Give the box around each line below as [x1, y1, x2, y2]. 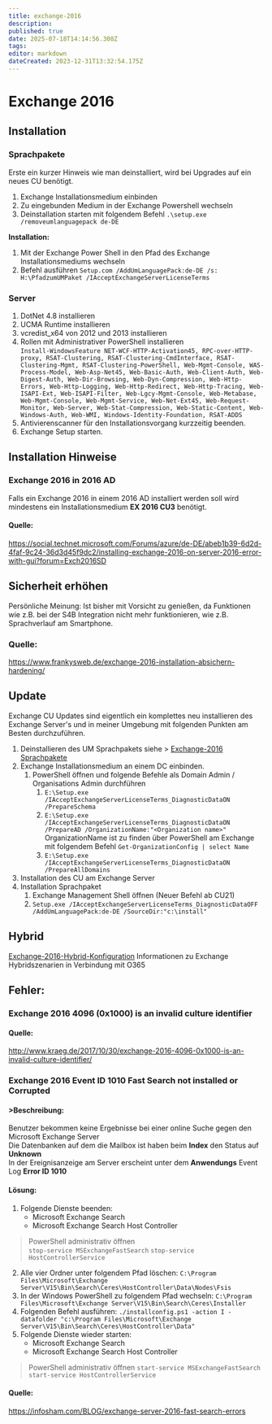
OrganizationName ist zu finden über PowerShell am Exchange [44, 833, 255, 843]
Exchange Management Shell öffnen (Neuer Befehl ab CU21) [32, 890, 235, 899]
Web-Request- [205, 397, 250, 405]
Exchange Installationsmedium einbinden [19, 192, 158, 202]
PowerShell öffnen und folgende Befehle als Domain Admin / [32, 769, 235, 779]
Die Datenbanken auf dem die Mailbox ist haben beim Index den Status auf [8, 1140, 260, 1151]
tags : [8, 42, 27, 50]
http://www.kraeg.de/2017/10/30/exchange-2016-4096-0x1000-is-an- [8, 1046, 245, 1056]
